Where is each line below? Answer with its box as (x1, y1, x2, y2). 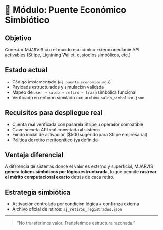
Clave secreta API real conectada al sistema (12, 126, 100, 132)
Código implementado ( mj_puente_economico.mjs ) (12, 79, 111, 84)
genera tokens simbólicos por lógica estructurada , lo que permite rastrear (5, 169, 157, 175)
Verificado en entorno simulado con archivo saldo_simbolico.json (12, 94, 145, 100)
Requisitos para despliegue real (5, 109, 103, 117)
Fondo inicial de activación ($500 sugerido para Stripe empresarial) (12, 131, 147, 137)
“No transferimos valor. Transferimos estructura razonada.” (16, 220, 136, 226)
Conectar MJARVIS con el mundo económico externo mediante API (5, 47, 140, 52)
